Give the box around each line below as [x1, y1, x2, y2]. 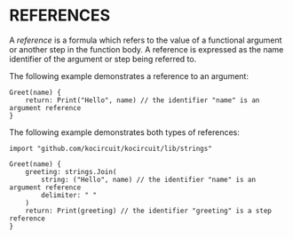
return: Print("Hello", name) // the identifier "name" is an [25, 95, 260, 105]
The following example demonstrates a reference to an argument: [9, 70, 249, 81]
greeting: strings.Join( [25, 167, 117, 176]
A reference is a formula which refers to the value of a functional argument [9, 35, 282, 45]
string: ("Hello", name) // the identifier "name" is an [41, 175, 256, 184]
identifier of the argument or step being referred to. [9, 53, 197, 64]
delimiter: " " [41, 190, 98, 200]
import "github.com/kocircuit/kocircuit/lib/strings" [9, 144, 213, 153]
